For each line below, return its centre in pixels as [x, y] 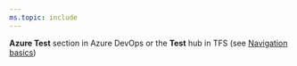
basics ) [23, 52]
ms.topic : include [43, 17]
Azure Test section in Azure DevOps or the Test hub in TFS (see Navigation [148, 43]
